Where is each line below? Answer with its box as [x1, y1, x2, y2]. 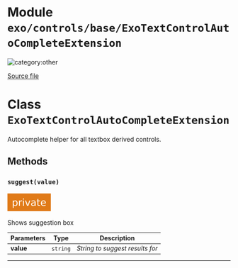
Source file [7, 72, 39, 80]
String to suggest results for [76, 244, 158, 252]
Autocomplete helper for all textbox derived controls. [7, 135, 161, 143]
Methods [7, 155, 48, 167]
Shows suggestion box [7, 218, 74, 227]
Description [99, 234, 135, 242]
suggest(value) [7, 178, 60, 186]
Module [7, 4, 53, 21]
